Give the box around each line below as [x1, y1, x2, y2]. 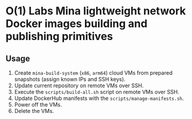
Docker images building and [5, 17, 148, 30]
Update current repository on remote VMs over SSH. [14, 82, 144, 89]
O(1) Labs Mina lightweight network [5, 4, 186, 18]
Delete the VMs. [14, 108, 54, 114]
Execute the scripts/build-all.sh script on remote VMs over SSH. [14, 89, 180, 95]
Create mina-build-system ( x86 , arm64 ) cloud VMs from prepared [14, 69, 173, 76]
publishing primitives [5, 30, 113, 43]
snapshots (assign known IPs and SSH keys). [14, 76, 126, 83]
